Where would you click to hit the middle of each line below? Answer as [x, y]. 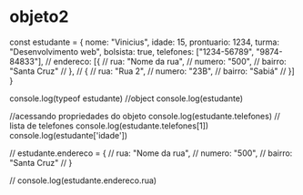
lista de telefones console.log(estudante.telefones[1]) [109, 126]
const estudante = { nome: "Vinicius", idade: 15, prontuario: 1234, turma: [145, 42]
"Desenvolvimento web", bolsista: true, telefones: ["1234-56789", [132, 51]
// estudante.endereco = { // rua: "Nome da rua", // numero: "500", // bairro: [151, 153]
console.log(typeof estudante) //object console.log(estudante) [126, 98]
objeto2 [39, 17]
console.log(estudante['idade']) [69, 135]
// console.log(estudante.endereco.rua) [83, 180]
